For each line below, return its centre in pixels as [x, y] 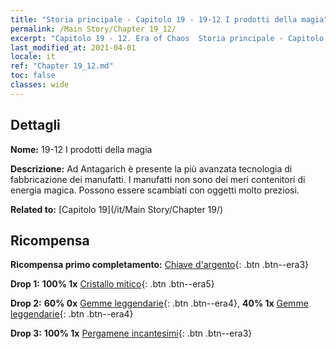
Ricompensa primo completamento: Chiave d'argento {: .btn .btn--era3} [160, 265]
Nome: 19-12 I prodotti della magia [81, 149]
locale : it [33, 57]
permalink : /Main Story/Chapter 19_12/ [93, 29]
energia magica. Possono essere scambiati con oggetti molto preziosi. [155, 190]
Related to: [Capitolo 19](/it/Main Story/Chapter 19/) [117, 209]
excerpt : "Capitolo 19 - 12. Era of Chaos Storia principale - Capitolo [167, 38]
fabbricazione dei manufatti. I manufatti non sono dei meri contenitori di [158, 179]
